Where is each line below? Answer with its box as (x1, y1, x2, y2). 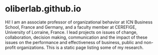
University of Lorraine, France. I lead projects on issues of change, (5, 29, 138, 35)
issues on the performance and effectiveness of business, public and (5, 39, 143, 45)
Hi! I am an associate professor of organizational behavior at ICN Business (5, 19, 153, 25)
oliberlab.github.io (5, 3, 81, 14)
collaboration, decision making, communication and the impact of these (5, 34, 148, 40)
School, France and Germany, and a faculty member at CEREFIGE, (5, 24, 137, 30)
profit (5, 44, 16, 50)
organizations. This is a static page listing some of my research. (16, 44, 144, 50)
